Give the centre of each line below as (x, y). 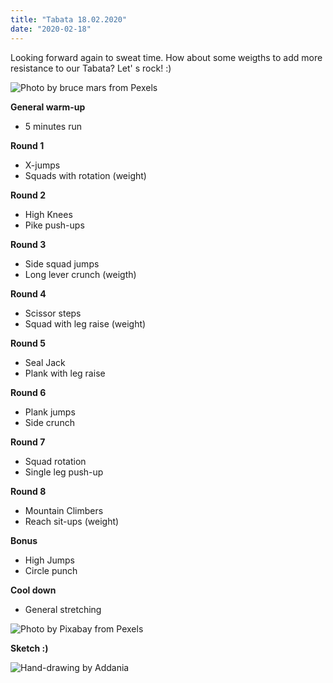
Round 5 (28, 343)
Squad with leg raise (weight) (85, 323)
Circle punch (51, 570)
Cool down (33, 590)
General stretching (63, 609)
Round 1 (27, 145)
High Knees (48, 214)
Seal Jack (45, 362)
